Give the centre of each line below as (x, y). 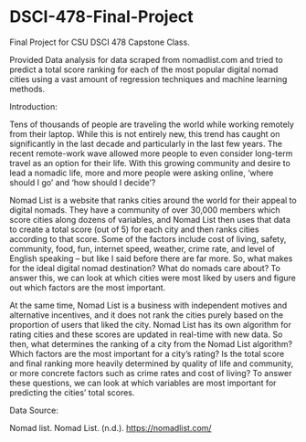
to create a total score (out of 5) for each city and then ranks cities (134, 229)
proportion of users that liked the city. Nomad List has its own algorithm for (151, 324)
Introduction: (33, 106)
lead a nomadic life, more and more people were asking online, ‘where (142, 173)
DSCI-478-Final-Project (101, 17)
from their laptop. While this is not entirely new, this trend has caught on (145, 133)
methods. (27, 89)
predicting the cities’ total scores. (72, 392)
